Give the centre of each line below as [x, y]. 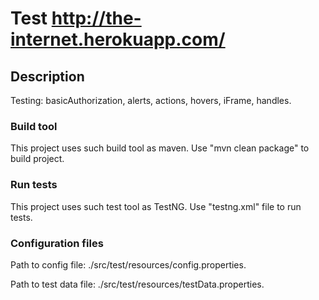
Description [47, 76]
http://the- [96, 18]
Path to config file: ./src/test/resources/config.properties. [128, 264]
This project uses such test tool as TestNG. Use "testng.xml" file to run [156, 206]
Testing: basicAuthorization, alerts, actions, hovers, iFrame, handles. [151, 100]
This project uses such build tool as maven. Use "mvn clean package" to [160, 148]
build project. [37, 159]
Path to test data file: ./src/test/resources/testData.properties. [137, 284]
